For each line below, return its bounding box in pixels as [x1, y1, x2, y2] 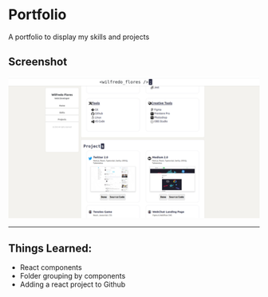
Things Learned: [8, 241, 93, 255]
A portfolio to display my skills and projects [8, 32, 150, 42]
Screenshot [8, 55, 68, 69]
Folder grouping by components [19, 271, 126, 281]
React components [19, 263, 82, 272]
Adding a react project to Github [19, 279, 126, 289]
